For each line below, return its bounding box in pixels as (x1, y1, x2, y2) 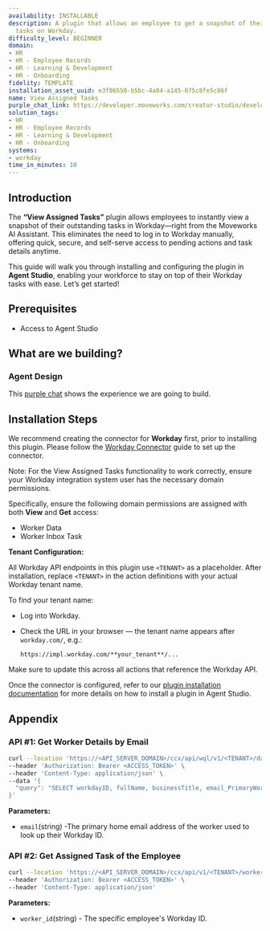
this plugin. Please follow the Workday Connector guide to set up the (8, 443, 235, 452)
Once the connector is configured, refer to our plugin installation (8, 680, 222, 690)
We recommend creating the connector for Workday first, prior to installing (8, 434, 257, 443)
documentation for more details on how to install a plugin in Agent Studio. (8, 688, 252, 699)
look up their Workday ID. (19, 831, 104, 840)
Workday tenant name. (8, 580, 84, 590)
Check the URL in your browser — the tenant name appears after (19, 627, 235, 636)
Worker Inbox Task (19, 532, 83, 541)
